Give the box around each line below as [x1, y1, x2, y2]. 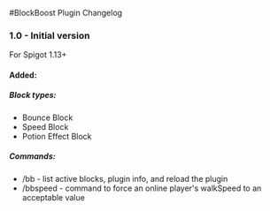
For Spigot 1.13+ [9, 49, 67, 60]
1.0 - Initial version [9, 29, 90, 41]
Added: [9, 70, 37, 80]
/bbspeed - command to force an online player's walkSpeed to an [21, 183, 262, 193]
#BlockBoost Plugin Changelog [9, 8, 122, 18]
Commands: [9, 151, 56, 162]
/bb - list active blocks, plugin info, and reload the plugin [21, 173, 228, 184]
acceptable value [21, 192, 86, 202]
